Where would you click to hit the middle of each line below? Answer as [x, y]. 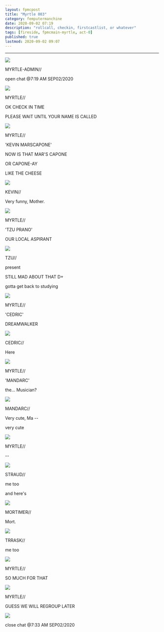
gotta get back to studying [32, 286]
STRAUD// [15, 474]
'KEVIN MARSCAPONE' [29, 145]
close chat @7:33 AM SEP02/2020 [40, 625]
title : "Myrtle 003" [26, 14]
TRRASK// [15, 540]
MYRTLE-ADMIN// [23, 69]
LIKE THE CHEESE [24, 173]
